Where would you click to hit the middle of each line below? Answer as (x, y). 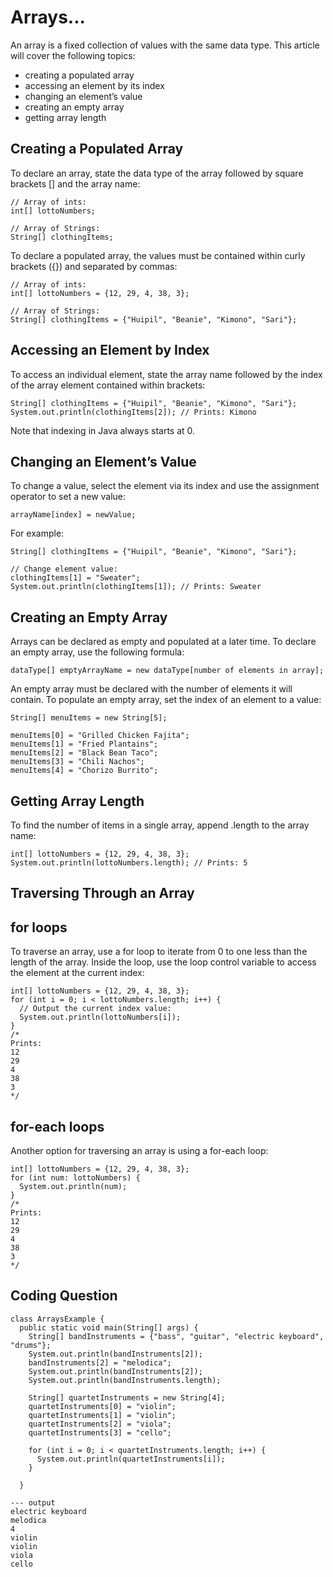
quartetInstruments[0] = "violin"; (102, 1406)
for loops (39, 927)
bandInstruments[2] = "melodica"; (100, 1362)
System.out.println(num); (73, 1187)
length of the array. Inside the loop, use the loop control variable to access (163, 962)
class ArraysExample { (57, 1319)
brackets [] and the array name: (75, 183)
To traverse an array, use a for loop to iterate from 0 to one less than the (159, 952)
